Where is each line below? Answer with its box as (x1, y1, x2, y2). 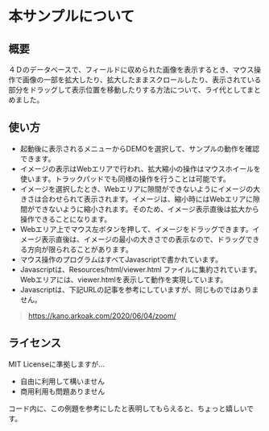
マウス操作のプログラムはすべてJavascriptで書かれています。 (19, 255, 223, 264)
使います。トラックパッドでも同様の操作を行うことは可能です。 (19, 174, 231, 184)
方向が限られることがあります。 (27, 244, 133, 254)
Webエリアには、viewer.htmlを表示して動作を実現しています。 (19, 275, 228, 284)
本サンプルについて (8, 7, 135, 26)
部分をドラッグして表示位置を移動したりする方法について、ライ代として (8, 85, 247, 94)
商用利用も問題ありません (19, 386, 106, 396)
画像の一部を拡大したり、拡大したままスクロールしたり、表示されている (22, 75, 262, 85)
